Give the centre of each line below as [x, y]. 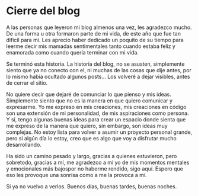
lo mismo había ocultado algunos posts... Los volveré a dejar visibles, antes [98, 76]
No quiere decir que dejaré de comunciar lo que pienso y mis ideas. [89, 94]
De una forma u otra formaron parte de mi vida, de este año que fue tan [94, 33]
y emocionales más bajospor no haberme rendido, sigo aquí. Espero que [95, 168]
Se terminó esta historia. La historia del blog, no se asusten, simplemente [95, 64]
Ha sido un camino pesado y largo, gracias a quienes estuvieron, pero [92, 156]
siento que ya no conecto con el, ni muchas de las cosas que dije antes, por [99, 70]
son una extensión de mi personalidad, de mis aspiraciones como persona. [98, 113]
